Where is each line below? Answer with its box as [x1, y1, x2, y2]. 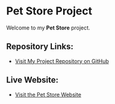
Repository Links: [6, 41, 74, 52]
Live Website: [6, 75, 59, 85]
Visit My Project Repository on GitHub [14, 57, 110, 64]
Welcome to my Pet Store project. [6, 24, 90, 31]
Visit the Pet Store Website [14, 91, 81, 98]
